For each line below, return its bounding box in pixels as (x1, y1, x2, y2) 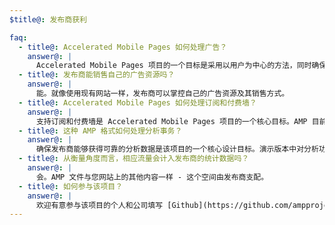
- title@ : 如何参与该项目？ (18, 181, 124, 191)
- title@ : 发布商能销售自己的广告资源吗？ (18, 70, 176, 80)
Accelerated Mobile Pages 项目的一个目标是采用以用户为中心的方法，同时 (35, 61, 312, 71)
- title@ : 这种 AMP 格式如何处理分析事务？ (18, 126, 183, 136)
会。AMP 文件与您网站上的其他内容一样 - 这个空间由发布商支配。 (35, 172, 269, 182)
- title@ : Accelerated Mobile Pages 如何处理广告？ (18, 42, 228, 52)
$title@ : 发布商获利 (9, 14, 87, 25)
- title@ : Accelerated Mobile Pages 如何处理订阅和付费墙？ (18, 97, 257, 108)
